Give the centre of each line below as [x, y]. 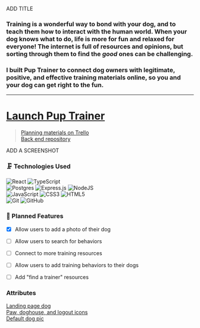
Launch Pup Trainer [56, 116]
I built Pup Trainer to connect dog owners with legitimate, [91, 70]
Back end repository [46, 139]
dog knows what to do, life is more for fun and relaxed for [90, 39]
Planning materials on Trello [55, 133]
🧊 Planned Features [35, 216]
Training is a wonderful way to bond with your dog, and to [91, 24]
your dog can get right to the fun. [55, 85]
